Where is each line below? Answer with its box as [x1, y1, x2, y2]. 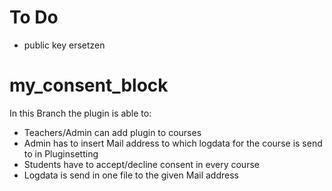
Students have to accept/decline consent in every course [23, 158, 260, 170]
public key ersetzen [23, 39, 106, 51]
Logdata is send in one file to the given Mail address [23, 169, 239, 181]
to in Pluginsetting [23, 147, 99, 160]
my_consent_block [9, 74, 169, 97]
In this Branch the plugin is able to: [9, 107, 152, 119]
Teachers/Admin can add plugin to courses [23, 126, 202, 138]
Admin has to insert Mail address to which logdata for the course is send [23, 137, 323, 149]
